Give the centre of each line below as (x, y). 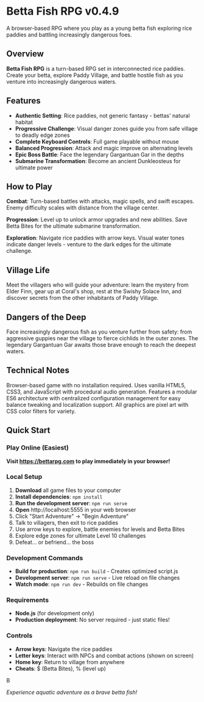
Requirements (28, 600)
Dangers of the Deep (46, 317)
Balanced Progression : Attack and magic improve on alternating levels (104, 148)
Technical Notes (38, 371)
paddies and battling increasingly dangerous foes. (69, 34)
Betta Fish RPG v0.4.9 (63, 11)
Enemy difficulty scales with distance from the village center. (83, 208)
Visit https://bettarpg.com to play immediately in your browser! (88, 461)
